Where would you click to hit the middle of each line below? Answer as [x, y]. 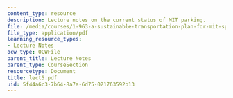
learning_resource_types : [44, 39]
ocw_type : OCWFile [34, 52]
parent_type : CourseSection [48, 65]
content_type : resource [42, 13]
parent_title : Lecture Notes [49, 59]
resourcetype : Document [42, 71]
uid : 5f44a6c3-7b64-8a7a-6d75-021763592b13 [71, 84]
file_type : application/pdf [48, 33]
